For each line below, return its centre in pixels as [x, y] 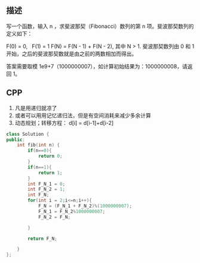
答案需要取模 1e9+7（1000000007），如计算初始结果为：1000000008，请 [97, 66]
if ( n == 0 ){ [40, 151]
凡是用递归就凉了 [36, 108]
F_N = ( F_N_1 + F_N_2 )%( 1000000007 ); [85, 206]
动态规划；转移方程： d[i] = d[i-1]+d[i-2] [64, 123]
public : [16, 140]
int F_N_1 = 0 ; [47, 184]
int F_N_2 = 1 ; [47, 189]
